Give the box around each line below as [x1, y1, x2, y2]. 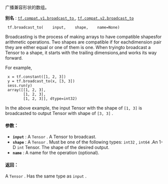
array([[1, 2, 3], [7, 87, 46, 92]
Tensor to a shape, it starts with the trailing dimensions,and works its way [5, 49, 157, 55]
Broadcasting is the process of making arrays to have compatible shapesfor [5, 34, 162, 39]
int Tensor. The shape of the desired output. [17, 144, 109, 150]
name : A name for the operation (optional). [12, 149, 99, 156]
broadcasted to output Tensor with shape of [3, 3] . [5, 110, 114, 116]
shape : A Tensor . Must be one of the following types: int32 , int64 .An [12, 139, 158, 145]
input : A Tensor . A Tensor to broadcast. [12, 134, 97, 140]
